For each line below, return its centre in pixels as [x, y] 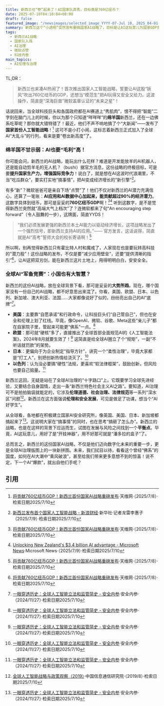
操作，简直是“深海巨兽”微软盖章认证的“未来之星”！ [68, 101]
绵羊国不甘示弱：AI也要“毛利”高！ [46, 150]
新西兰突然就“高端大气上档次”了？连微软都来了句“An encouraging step [80, 209]
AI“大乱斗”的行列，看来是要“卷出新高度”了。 [50, 136]
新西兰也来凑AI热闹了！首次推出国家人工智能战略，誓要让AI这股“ [82, 89]
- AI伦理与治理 [23, 64]
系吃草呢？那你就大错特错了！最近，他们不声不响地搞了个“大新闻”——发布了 [82, 124]
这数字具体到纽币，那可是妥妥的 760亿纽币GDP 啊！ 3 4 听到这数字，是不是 [79, 202]
